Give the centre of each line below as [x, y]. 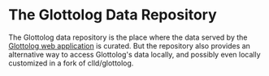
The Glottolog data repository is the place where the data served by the [128, 37]
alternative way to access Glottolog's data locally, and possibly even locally [135, 54]
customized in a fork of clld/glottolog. [71, 63]
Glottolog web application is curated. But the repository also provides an [129, 45]
